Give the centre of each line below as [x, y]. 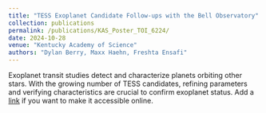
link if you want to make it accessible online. [81, 101]
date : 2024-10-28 [37, 38]
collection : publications [51, 23]
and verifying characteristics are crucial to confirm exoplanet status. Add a [131, 92]
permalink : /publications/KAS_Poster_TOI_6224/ [89, 30]
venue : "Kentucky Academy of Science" [73, 45]
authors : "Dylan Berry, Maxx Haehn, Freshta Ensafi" [98, 53]
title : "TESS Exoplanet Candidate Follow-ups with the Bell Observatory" [134, 16]
